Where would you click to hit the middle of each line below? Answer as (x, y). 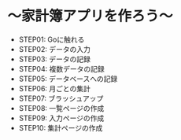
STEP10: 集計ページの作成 (61, 127)
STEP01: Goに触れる (52, 39)
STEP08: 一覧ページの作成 (61, 108)
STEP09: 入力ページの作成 (61, 118)
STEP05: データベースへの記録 (68, 79)
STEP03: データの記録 (55, 59)
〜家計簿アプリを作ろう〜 (90, 16)
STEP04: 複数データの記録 (61, 68)
